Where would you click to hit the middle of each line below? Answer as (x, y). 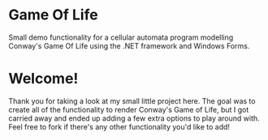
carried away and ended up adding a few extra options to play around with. (134, 118)
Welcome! (43, 79)
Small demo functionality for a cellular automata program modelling (121, 37)
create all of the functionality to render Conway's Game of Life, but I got (129, 109)
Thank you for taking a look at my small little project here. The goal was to (132, 101)
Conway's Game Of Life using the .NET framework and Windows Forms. (129, 45)
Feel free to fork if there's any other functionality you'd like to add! (119, 126)
